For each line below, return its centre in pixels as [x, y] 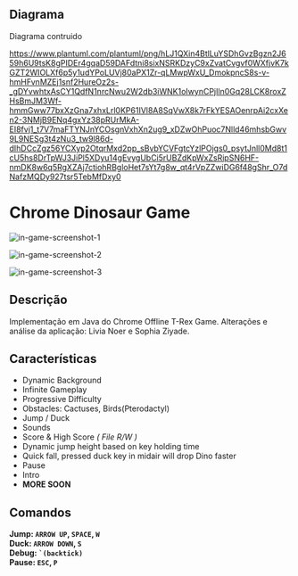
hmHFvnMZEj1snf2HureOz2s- [64, 82]
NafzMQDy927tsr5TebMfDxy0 [66, 177]
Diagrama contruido [46, 36]
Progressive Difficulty [62, 399]
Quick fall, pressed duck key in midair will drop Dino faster [129, 456]
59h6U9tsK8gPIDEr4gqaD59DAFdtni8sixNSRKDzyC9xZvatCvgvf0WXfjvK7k [149, 62]
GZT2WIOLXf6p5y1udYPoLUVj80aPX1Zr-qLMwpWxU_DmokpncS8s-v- [140, 72]
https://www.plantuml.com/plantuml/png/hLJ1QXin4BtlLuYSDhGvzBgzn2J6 [148, 53]
